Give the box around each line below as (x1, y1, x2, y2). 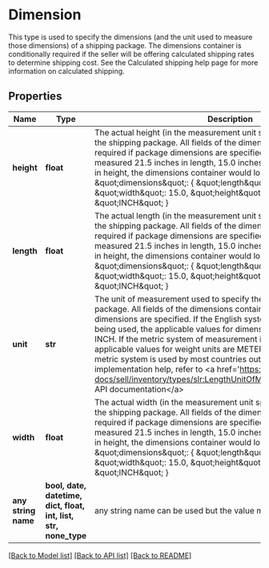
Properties (8, 90, 62, 103)
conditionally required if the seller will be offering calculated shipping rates (8, 49, 255, 59)
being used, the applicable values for (94, 323, 234, 335)
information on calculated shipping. (8, 66, 126, 75)
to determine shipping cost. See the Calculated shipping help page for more (8, 58, 259, 67)
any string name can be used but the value (94, 505, 255, 516)
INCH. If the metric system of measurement (94, 333, 258, 344)
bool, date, (45, 480, 86, 491)
